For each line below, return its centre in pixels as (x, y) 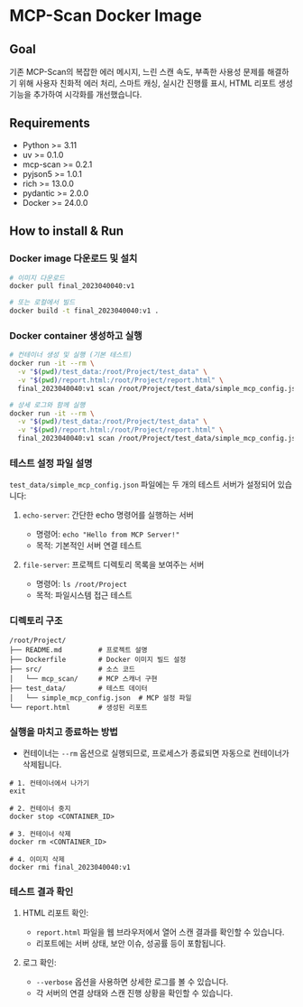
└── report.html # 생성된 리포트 (78, 707)
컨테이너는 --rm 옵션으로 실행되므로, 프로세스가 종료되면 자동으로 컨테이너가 (156, 753)
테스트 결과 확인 (41, 891)
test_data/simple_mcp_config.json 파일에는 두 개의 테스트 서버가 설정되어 (142, 485)
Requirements (50, 123)
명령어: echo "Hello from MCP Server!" (108, 535)
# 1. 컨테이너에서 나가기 (50, 783)
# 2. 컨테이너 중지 (40, 808)
